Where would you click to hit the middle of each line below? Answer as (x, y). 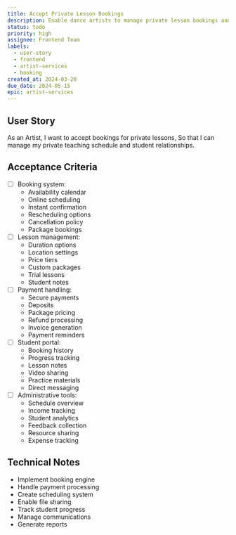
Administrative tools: (47, 395)
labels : (19, 46)
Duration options (52, 245)
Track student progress (51, 509)
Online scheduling (54, 199)
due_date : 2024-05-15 (39, 86)
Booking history (51, 350)
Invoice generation (55, 327)
